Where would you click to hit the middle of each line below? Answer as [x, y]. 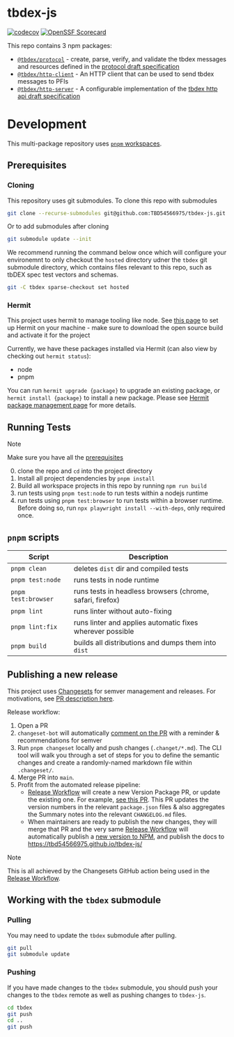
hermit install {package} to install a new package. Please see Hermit [108, 398]
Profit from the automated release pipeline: [79, 784]
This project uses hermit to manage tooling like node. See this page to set [113, 320]
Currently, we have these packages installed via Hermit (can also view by [112, 349]
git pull [20, 948]
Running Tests [39, 427]
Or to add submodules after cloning [58, 226]
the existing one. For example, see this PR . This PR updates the [118, 800]
